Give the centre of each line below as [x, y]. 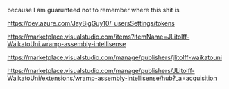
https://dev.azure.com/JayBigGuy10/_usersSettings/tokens [91, 23]
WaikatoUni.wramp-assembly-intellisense [67, 44]
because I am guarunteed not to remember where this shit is [93, 10]
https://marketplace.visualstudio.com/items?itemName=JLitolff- [99, 37]
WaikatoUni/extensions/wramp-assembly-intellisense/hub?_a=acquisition [112, 78]
